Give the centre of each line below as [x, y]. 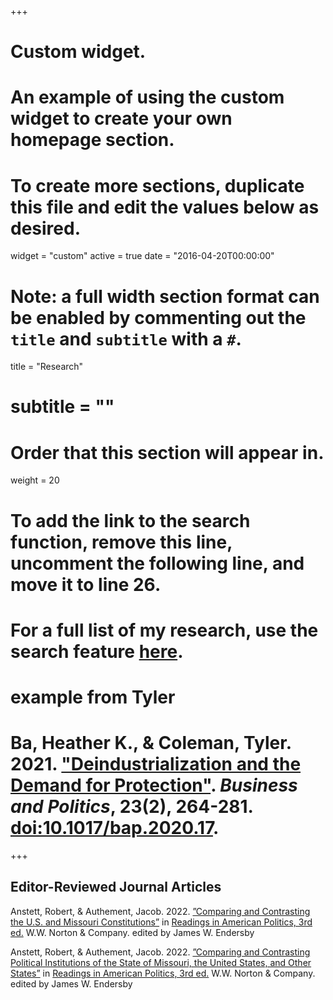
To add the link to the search [130, 520]
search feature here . [97, 651]
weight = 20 [35, 480]
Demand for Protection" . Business [154, 785]
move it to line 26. [86, 584]
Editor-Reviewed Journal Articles [116, 887]
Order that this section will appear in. [167, 452]
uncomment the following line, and [157, 563]
